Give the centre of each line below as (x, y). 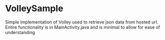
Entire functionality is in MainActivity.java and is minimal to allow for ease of (83, 27)
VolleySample (34, 9)
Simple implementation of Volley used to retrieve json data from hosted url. (82, 22)
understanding (20, 32)
